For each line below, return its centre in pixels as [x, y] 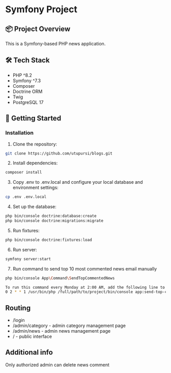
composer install [24, 172]
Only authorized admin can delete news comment [57, 365]
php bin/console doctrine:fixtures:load [49, 240]
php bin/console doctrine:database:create [51, 216]
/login [19, 320]
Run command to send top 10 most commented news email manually [85, 268]
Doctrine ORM [27, 91]
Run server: [25, 250]
